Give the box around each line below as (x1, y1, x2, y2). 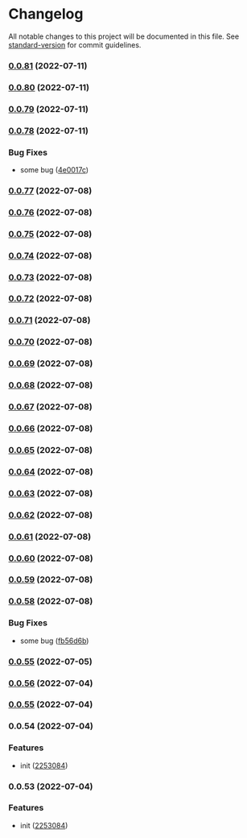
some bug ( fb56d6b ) (19, 636, 89, 645)
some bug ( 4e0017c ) (19, 164, 89, 174)
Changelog (8, 5, 84, 23)
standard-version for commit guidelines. (8, 39, 142, 49)
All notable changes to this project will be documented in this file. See (8, 31, 240, 41)
